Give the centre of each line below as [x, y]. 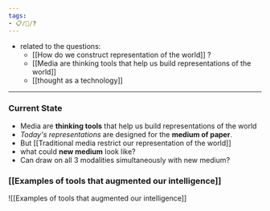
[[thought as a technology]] [77, 80]
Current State [35, 108]
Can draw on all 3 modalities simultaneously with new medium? [125, 160]
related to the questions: [60, 46]
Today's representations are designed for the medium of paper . [126, 134]
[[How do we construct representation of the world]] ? [121, 55]
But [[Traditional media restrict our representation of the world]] [125, 143]
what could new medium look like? [78, 151]
